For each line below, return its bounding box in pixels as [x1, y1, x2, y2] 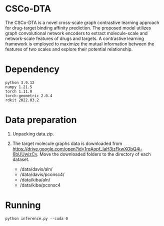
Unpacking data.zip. [12, 130, 54, 136]
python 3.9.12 [5, 80, 35, 85]
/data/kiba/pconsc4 [19, 182, 61, 188]
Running [5, 199, 41, 210]
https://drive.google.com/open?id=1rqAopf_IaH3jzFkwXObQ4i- [12, 145, 142, 151]
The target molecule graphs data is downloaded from [12, 140, 122, 146]
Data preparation [5, 114, 77, 125]
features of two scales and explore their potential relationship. [5, 46, 133, 52]
